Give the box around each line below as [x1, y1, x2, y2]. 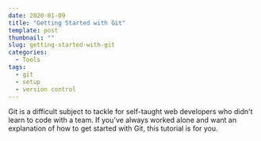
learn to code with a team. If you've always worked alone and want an [8, 116, 236, 125]
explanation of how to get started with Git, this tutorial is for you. [8, 124, 218, 133]
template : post [8, 26, 59, 34]
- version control [15, 85, 77, 93]
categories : [8, 48, 48, 56]
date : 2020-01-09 [8, 11, 66, 20]
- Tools [15, 56, 41, 64]
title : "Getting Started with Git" [8, 19, 126, 27]
